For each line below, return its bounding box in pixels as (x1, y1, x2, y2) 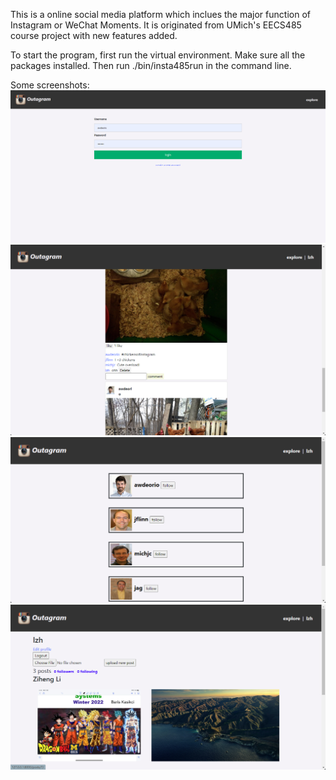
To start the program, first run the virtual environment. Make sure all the (10, 49, 306, 61)
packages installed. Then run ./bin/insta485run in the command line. (10, 60, 292, 71)
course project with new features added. (10, 30, 178, 41)
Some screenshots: (10, 79, 90, 91)
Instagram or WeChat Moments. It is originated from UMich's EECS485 (10, 19, 302, 31)
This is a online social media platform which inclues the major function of (10, 9, 311, 20)
